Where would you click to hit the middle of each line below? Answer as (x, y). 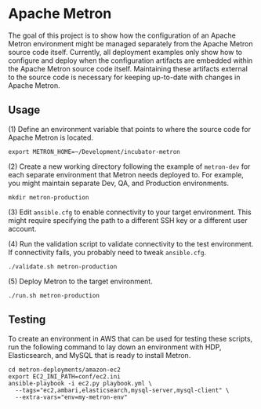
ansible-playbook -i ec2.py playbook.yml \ (80, 383)
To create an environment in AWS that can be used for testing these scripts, (130, 338)
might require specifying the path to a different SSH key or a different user (128, 220)
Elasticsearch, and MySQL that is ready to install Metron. (100, 355)
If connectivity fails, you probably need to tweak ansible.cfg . (107, 252)
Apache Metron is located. (51, 137)
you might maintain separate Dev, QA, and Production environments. (119, 183)
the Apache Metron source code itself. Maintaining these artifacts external (128, 68)
